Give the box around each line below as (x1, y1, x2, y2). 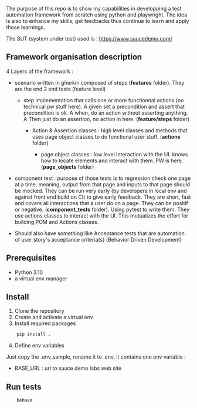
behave (16, 397, 33, 403)
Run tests (6, 382, 42, 392)
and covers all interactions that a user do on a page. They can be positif (14, 199, 189, 206)
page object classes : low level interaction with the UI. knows (40, 151, 188, 158)
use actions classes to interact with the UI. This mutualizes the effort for (14, 212, 189, 219)
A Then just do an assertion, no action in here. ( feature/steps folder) (23, 115, 189, 122)
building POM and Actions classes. (14, 218, 99, 225)
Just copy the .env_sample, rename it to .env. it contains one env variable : (6, 353, 186, 360)
